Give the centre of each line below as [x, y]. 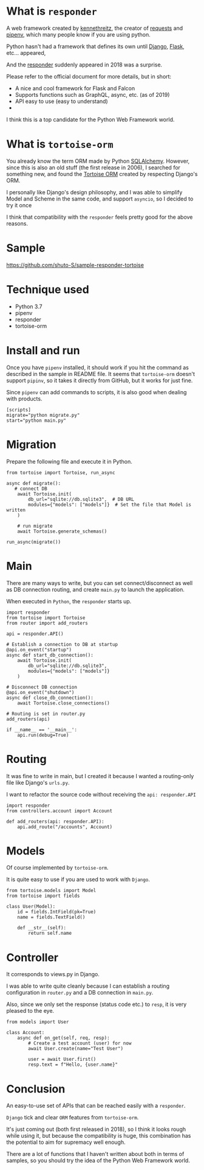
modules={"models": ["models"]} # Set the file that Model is [110, 505]
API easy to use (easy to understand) [61, 101]
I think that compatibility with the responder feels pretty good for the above [100, 217]
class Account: [25, 1033]
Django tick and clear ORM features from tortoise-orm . [73, 1118]
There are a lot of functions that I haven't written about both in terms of [95, 1154]
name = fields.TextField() [51, 917]
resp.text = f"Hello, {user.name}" [73, 1065]
